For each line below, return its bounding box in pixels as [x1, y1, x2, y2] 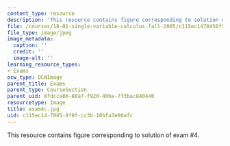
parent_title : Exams [7, 80, 66, 87]
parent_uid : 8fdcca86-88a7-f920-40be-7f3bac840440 [7, 93, 155, 100]
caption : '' [13, 42, 48, 49]
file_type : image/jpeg [7, 29, 72, 36]
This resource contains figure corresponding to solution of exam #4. [7, 131, 200, 139]
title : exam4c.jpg [7, 106, 60, 112]
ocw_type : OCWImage [7, 73, 63, 81]
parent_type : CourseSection [7, 86, 88, 93]
